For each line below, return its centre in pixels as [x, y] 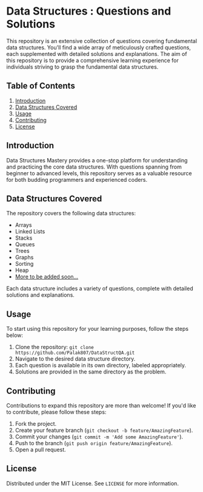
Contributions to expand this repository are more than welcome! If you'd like [101, 405]
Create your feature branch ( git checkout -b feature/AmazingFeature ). [104, 430]
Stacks [24, 238]
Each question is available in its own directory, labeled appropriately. [101, 366]
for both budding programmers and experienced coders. [77, 179]
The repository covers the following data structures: [71, 213]
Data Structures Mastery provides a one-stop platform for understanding [97, 160]
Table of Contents [41, 86]
